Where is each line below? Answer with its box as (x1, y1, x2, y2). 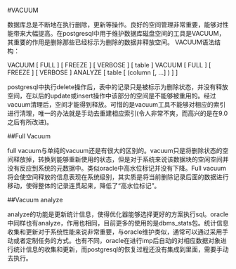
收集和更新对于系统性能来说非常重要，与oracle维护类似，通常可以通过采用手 (7, 228, 229, 236)
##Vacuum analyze (7, 196, 63, 204)
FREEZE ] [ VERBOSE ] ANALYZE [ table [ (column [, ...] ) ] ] (7, 68, 178, 77)
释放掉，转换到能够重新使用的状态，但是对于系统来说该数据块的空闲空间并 (13, 155, 229, 164)
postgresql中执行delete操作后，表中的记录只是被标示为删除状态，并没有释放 (7, 83, 228, 91)
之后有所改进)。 (7, 118, 53, 126)
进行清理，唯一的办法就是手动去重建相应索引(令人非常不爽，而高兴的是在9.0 (7, 109, 228, 117)
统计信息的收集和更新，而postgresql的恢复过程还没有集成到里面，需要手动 (13, 245, 229, 254)
